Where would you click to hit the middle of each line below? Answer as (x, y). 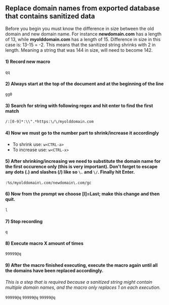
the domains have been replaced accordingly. (54, 270)
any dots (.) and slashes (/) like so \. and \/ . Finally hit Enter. (70, 172)
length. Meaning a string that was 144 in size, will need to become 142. (79, 50)
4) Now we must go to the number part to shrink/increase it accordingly (82, 133)
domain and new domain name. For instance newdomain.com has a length (83, 34)
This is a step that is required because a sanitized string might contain (79, 282)
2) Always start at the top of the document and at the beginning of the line (85, 84)
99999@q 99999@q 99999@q (30, 297)
